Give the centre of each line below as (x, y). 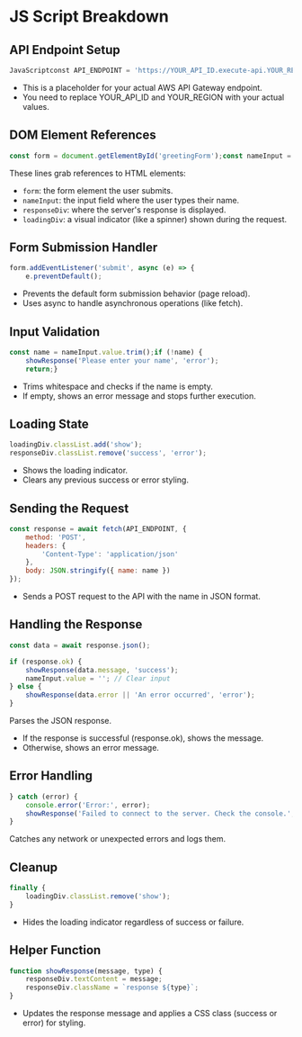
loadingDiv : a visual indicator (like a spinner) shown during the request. (155, 219)
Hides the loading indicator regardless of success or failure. (133, 922)
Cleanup (34, 867)
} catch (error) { (44, 797)
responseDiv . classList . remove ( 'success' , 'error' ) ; (108, 453)
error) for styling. (54, 1023)
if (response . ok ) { (46, 662)
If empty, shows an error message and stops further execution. (139, 396)
